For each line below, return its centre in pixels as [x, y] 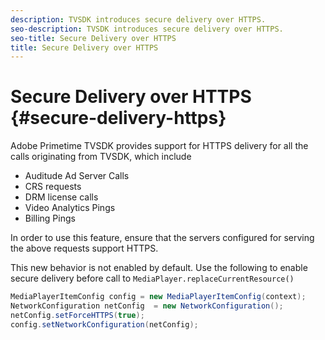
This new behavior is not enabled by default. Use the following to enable [159, 268]
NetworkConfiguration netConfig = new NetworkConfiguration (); [147, 306]
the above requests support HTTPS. [84, 248]
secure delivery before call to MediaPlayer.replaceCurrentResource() [152, 278]
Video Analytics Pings [70, 208]
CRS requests [53, 187]
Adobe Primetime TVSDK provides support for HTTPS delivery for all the [159, 146]
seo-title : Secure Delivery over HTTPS [93, 38]
